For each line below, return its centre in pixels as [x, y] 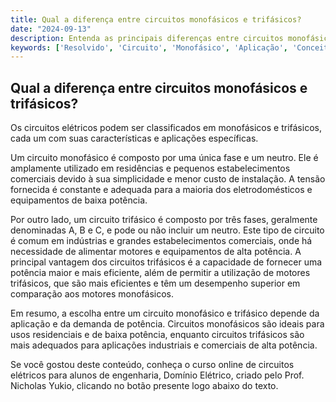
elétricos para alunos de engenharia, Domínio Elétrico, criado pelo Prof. [157, 375]
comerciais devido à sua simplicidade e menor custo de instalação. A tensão [168, 179]
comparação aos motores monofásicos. [92, 294]
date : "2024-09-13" [51, 29]
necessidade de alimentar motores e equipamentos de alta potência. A [156, 252]
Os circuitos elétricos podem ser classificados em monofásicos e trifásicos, [166, 128]
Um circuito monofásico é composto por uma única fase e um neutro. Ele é [164, 158]
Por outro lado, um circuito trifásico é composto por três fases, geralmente [164, 220]
